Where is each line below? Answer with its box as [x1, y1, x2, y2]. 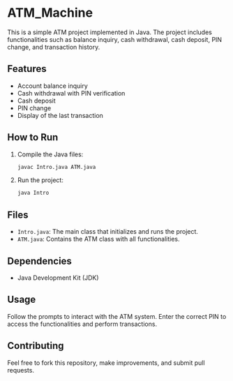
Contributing [7, 340, 64, 352]
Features [7, 63, 47, 75]
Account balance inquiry [17, 82, 89, 90]
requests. [7, 366, 35, 374]
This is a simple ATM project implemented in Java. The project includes [7, 28, 213, 36]
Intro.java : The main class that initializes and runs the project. [17, 227, 199, 236]
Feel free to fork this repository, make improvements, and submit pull [7, 358, 205, 367]
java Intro [17, 190, 50, 197]
